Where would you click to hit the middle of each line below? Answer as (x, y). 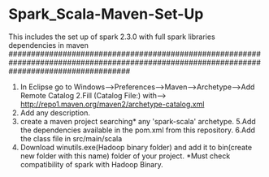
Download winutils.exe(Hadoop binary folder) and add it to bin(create (136, 147)
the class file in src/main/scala (71, 138)
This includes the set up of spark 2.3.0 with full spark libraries (112, 37)
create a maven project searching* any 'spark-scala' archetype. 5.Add (138, 121)
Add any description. (55, 112)
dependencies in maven (49, 45)
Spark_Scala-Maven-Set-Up (106, 14)
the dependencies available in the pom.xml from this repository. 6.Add (138, 130)
